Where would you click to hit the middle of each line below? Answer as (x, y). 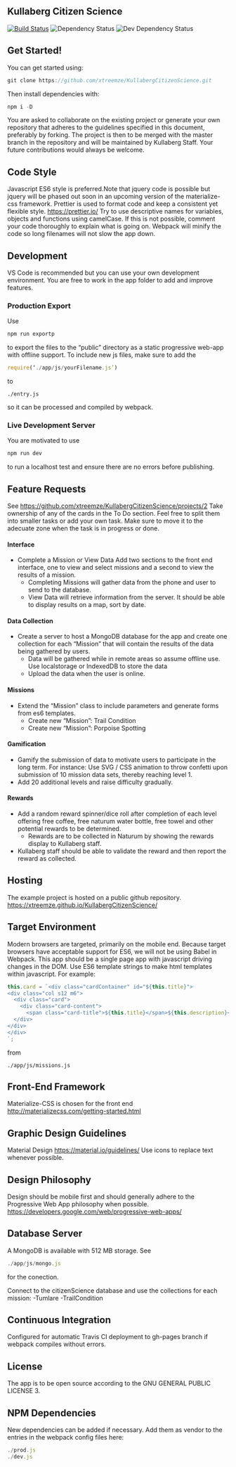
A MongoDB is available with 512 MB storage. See (79, 1251)
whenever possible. (36, 1158)
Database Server (45, 1233)
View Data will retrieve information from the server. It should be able (126, 597)
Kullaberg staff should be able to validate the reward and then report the (122, 851)
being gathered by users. (54, 651)
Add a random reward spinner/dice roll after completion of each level (117, 814)
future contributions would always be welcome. (76, 150)
